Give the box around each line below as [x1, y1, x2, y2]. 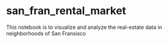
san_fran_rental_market [6, 4, 126, 18]
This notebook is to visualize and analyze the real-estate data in [6, 24, 162, 31]
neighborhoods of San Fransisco [6, 29, 86, 37]
